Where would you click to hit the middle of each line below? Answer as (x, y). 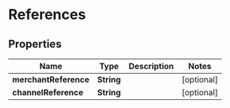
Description (151, 66)
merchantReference (51, 79)
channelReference (48, 93)
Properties (35, 44)
